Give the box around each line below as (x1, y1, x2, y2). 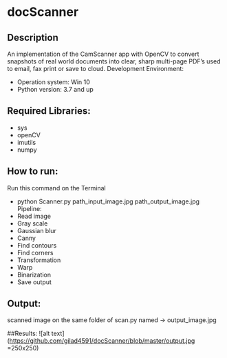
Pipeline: (17, 204, 43, 212)
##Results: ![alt (7, 329, 50, 338)
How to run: (7, 166, 58, 177)
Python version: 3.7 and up (17, 86, 94, 93)
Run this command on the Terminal (7, 183, 106, 192)
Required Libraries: (7, 105, 91, 117)
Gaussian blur (17, 226, 57, 235)
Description (7, 32, 58, 43)
